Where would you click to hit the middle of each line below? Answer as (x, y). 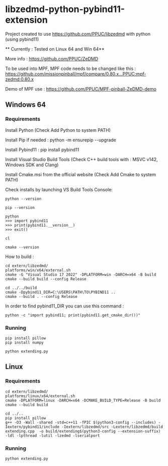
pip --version (20, 207)
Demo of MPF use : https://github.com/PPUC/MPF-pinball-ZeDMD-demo (81, 89)
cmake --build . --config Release (41, 296)
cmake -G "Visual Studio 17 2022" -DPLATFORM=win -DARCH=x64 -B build (81, 275)
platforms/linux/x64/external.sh (40, 396)
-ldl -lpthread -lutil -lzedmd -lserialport (53, 436)
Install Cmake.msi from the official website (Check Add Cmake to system (81, 174)
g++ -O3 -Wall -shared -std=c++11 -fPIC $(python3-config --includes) (81, 422)
